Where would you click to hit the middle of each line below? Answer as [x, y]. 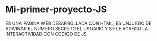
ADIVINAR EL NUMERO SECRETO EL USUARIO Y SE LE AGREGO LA [77, 28]
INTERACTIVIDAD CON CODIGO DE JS [46, 34]
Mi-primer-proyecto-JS [56, 9]
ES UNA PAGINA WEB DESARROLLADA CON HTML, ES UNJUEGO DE [78, 23]
